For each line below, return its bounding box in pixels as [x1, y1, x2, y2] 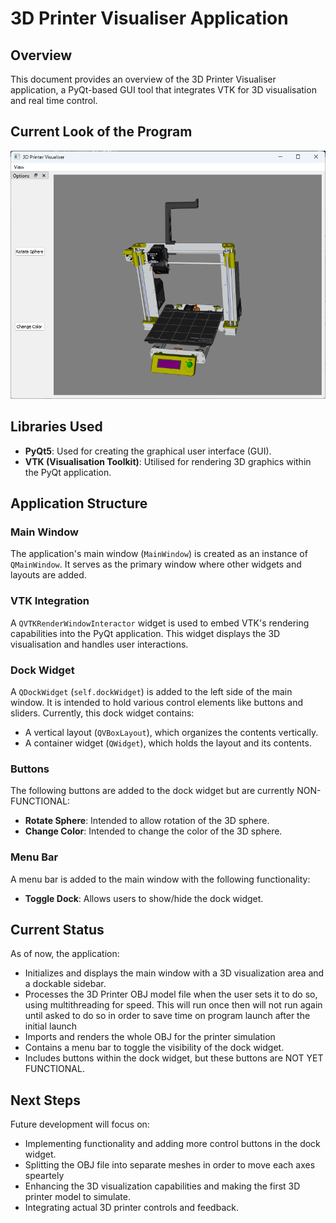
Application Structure [10, 495, 148, 512]
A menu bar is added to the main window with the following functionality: [10, 873, 311, 885]
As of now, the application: [10, 948, 120, 960]
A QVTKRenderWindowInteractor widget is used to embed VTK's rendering [10, 617, 310, 629]
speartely [24, 1170, 65, 1182]
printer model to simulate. [24, 1191, 131, 1203]
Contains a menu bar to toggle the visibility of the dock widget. [24, 1042, 285, 1054]
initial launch [24, 1020, 78, 1032]
